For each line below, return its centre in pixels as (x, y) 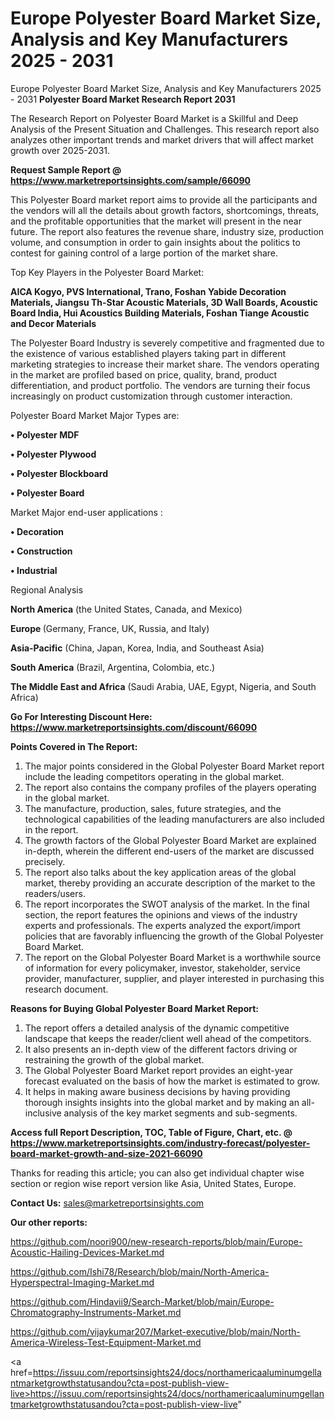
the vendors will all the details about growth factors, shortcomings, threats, (165, 210)
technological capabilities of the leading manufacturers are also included (174, 819)
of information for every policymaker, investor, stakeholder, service (162, 968)
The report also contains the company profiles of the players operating (170, 787)
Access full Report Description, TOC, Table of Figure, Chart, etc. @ (151, 1132)
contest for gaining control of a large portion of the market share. (144, 253)
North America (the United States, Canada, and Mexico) (126, 609)
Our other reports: (49, 1222)
